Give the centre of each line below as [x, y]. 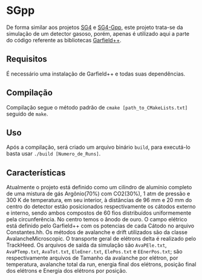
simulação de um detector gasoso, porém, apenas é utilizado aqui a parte [98, 33]
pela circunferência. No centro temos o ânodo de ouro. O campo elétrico [97, 220]
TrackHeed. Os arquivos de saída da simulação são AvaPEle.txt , [87, 245]
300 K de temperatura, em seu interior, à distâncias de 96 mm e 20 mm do [99, 200]
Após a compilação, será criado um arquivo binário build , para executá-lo [98, 147]
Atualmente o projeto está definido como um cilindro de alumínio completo [99, 187]
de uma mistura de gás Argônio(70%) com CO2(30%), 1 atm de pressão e [98, 194]
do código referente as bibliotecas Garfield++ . [64, 40]
